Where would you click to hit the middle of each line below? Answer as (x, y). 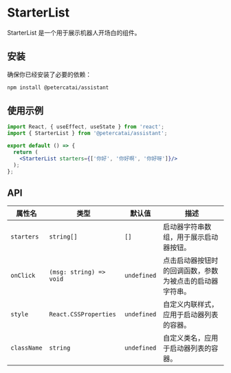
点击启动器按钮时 (190, 261)
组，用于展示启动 (190, 237)
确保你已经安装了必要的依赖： (49, 74)
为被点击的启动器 (190, 281)
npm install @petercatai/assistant (58, 88)
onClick (23, 276)
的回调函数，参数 (190, 271)
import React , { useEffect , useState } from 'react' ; (86, 127)
